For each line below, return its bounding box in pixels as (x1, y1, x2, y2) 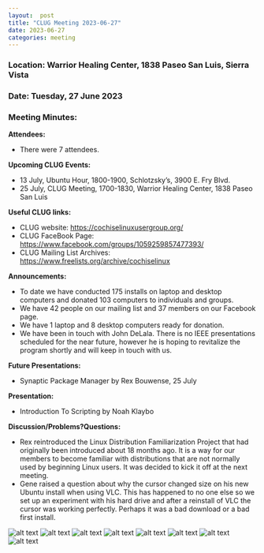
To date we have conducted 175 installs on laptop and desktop (19, 287, 222, 297)
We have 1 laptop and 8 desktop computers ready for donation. (19, 320, 225, 330)
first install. (19, 513, 56, 522)
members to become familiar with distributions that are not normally (19, 454, 240, 464)
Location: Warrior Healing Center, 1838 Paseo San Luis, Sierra (8, 60, 250, 71)
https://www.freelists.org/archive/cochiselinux (19, 256, 171, 266)
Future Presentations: (8, 361, 81, 371)
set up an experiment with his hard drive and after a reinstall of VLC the (19, 496, 251, 506)
